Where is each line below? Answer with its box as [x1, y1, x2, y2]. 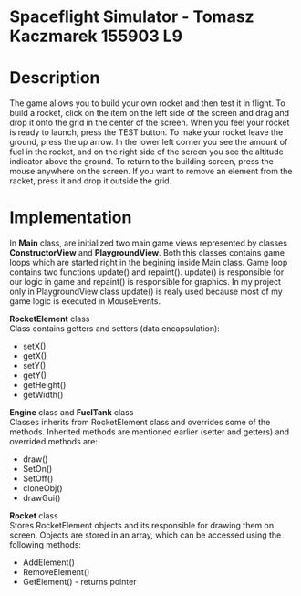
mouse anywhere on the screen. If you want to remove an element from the [9, 166, 293, 177]
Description [9, 68, 100, 89]
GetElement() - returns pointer [22, 577, 137, 588]
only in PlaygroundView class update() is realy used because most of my [9, 286, 283, 298]
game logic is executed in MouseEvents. [9, 296, 161, 307]
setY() [22, 361, 47, 371]
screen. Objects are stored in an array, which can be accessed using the [9, 529, 282, 540]
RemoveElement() [22, 567, 90, 578]
